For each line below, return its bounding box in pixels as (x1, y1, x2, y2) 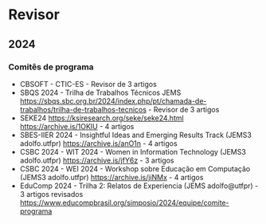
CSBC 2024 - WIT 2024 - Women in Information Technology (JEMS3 (19, 147, 247, 156)
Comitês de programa (8, 61, 94, 73)
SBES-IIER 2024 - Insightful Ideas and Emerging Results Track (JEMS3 (19, 130, 252, 140)
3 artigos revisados (19, 189, 84, 198)
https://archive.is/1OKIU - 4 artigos (19, 121, 135, 131)
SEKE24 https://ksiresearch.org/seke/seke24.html (19, 113, 185, 123)
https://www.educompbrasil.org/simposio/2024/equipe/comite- (19, 198, 229, 207)
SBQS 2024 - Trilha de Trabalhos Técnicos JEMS (19, 88, 182, 97)
